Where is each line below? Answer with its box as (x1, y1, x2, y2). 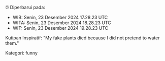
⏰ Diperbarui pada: (5, 5, 46, 10)
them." (5, 40, 19, 46)
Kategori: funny (5, 50, 38, 56)
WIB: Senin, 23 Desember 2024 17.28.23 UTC (12, 15, 108, 20)
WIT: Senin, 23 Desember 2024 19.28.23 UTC (12, 25, 109, 31)
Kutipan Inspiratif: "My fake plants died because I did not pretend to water (5, 35, 160, 41)
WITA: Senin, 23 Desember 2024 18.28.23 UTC (12, 20, 112, 26)
